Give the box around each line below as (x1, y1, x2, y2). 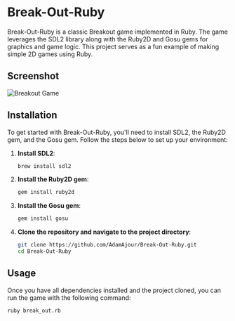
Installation (7, 110, 58, 122)
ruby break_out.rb (7, 307, 61, 314)
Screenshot (7, 70, 60, 82)
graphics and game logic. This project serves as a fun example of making (7, 42, 220, 51)
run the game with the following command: (7, 293, 131, 302)
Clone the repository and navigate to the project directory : (17, 228, 192, 236)
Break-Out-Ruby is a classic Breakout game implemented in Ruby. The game (7, 27, 228, 36)
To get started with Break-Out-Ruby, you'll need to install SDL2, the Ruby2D (7, 128, 226, 136)
